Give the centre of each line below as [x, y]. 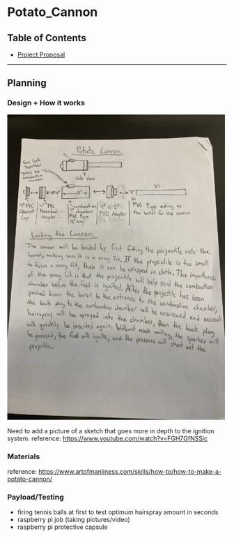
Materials [24, 456]
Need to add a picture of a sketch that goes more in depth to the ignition [111, 431]
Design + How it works [46, 103]
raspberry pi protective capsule [62, 527]
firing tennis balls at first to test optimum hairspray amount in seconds [118, 512]
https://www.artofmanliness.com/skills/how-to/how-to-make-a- [130, 471]
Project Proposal [41, 54]
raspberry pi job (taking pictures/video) [73, 520]
